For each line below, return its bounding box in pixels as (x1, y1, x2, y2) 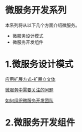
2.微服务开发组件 (5, 117, 75, 128)
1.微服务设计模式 (5, 59, 73, 70)
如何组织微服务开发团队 (5, 97, 53, 103)
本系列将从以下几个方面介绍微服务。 (5, 22, 80, 28)
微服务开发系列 (5, 5, 67, 16)
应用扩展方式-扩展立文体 (5, 76, 56, 82)
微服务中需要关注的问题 (5, 86, 53, 93)
